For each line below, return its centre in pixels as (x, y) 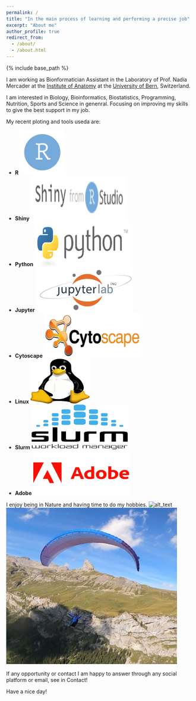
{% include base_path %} (37, 68)
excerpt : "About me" (32, 25)
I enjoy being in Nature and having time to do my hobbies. (77, 504)
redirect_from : (25, 38)
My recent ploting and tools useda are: (53, 121)
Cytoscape (29, 356)
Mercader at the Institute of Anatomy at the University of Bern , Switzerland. (99, 86)
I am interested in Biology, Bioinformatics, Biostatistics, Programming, (91, 97)
